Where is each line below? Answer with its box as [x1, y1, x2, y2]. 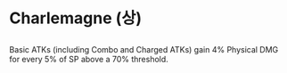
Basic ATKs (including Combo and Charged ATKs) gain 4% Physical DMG [9, 44, 279, 54]
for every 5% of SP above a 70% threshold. [9, 53, 169, 64]
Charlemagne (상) [9, 8, 143, 28]
